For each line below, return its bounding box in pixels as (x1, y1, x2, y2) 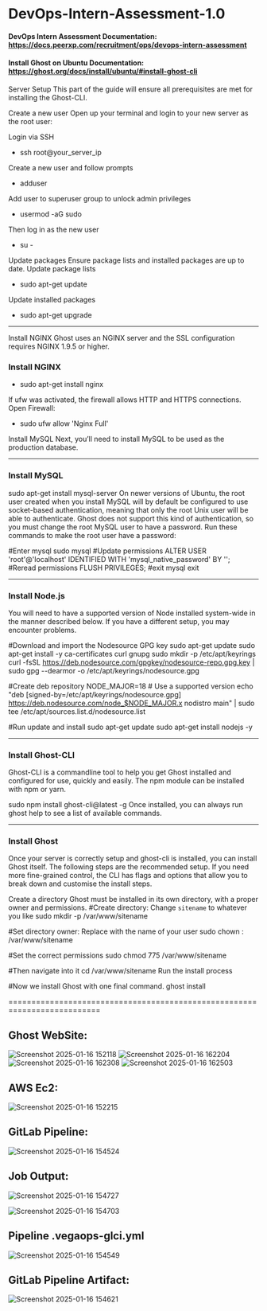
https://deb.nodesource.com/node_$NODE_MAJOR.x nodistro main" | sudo (8, 698, 255, 708)
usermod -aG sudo (19, 209, 82, 219)
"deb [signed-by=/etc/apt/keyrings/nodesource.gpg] (8, 689, 181, 699)
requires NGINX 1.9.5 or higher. (8, 341, 110, 351)
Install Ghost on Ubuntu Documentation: (8, 58, 145, 68)
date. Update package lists (8, 263, 96, 273)
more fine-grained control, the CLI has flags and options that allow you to (8, 871, 248, 880)
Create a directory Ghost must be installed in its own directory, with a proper (8, 895, 258, 904)
